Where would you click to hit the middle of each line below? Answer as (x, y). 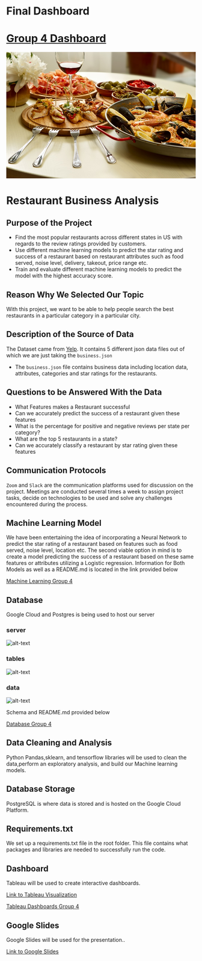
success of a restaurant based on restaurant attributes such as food (99, 256)
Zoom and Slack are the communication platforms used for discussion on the (100, 485)
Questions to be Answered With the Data (84, 392)
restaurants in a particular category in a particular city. (74, 316)
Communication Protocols (56, 471)
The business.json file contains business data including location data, (101, 367)
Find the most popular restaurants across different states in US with (99, 237)
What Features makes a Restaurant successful (72, 407)
